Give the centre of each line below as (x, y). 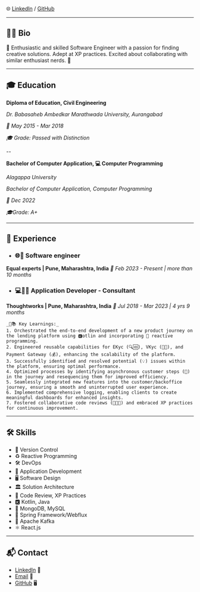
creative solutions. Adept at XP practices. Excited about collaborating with (97, 54)
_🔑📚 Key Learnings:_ (33, 324)
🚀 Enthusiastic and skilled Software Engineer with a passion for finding (93, 48)
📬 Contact (27, 552)
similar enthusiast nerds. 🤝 (39, 60)
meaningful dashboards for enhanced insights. (65, 398)
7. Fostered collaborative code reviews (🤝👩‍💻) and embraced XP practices (100, 403)
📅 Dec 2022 (21, 200)
